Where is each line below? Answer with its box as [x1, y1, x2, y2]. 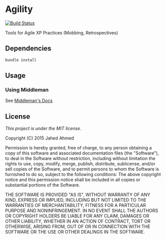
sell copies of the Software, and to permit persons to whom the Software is [5, 166, 160, 172]
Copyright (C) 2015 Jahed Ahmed [5, 135, 74, 141]
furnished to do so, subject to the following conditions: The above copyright [5, 171, 161, 177]
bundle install [5, 57, 37, 62]
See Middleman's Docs [5, 97, 53, 103]
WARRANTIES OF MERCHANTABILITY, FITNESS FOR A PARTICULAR [5, 202, 146, 208]
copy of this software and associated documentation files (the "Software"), [5, 150, 160, 156]
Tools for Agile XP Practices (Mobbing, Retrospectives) [5, 29, 118, 35]
